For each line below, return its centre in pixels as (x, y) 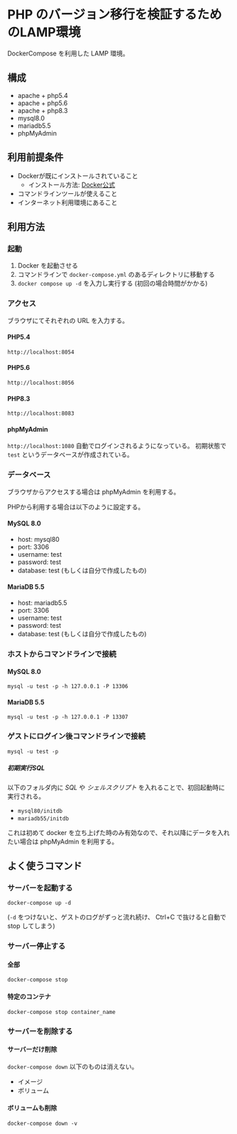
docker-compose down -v (43, 1123)
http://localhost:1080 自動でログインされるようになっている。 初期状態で (117, 446)
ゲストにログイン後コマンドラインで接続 (76, 736)
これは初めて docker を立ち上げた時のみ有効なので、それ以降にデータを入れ (119, 832)
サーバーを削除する (40, 1031)
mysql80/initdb (40, 811)
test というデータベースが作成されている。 (70, 454)
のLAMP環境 (44, 32)
